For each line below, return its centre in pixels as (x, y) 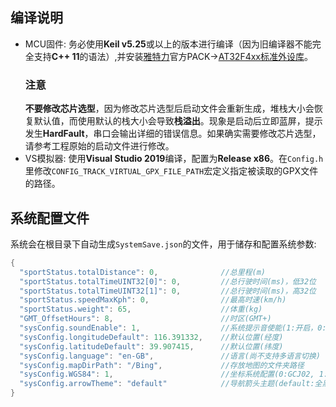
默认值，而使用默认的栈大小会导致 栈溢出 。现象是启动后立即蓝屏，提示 (178, 121)
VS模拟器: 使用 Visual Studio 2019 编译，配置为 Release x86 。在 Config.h (174, 159)
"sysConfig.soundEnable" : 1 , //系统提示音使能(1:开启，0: (173, 328)
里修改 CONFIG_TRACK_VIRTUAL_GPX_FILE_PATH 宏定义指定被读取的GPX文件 (171, 171)
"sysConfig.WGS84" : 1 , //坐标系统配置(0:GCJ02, (167, 374)
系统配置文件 (50, 218)
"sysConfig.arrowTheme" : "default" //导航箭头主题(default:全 (171, 384)
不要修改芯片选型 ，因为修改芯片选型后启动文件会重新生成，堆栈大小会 (169, 109)
